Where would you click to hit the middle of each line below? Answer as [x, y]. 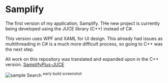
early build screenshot [62, 74]
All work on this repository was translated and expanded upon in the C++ [82, 59]
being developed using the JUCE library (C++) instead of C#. [69, 28]
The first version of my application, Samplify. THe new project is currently [83, 23]
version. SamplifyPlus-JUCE [35, 64]
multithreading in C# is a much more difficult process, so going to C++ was [84, 44]
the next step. [20, 49]
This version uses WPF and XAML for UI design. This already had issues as [84, 38]
